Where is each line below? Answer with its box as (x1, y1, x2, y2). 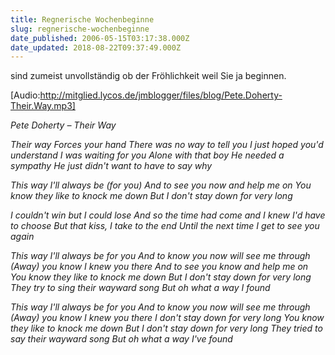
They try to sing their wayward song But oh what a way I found (10, 282, 271, 294)
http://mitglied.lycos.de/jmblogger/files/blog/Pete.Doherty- (39, 89, 283, 101)
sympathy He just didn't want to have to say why (10, 160, 213, 172)
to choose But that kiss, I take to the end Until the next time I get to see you (10, 220, 320, 232)
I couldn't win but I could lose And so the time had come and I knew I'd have (10, 209, 326, 221)
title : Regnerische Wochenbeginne (10, 14, 155, 25)
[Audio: (10, 89, 41, 101)
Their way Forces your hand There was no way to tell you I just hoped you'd (10, 139, 324, 151)
